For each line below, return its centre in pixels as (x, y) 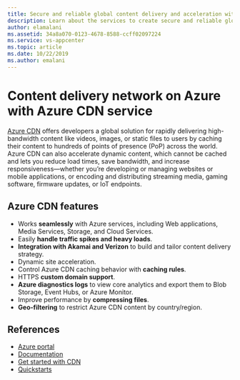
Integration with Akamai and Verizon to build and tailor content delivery (124, 246)
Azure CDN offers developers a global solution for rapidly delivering (107, 131)
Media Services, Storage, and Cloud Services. (85, 231)
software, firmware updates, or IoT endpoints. (75, 184)
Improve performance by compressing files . (83, 299)
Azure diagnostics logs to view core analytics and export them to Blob (122, 284)
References (34, 329)
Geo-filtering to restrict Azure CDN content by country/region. (110, 307)
